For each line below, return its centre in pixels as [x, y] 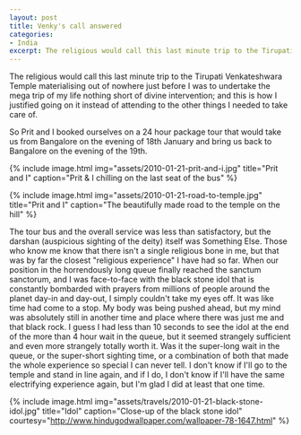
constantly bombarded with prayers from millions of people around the [140, 289]
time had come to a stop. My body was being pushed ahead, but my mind [145, 308]
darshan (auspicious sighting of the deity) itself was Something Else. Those [149, 241]
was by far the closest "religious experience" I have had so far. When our [144, 260]
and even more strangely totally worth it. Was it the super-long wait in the [145, 346]
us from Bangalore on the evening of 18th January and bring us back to [141, 142]
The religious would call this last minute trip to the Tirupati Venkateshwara [146, 76]
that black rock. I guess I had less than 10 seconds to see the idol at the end [149, 327]
